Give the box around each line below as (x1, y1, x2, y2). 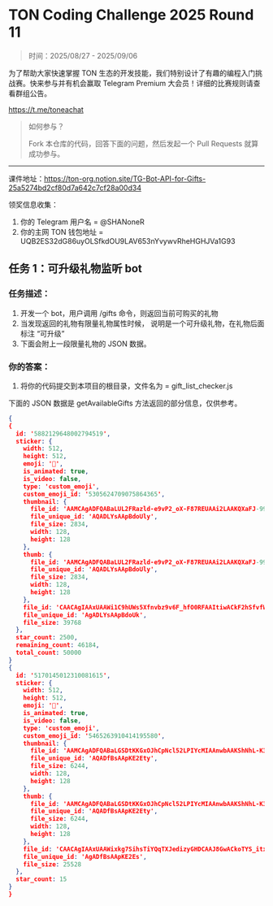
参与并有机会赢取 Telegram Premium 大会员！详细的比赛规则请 (43, 78, 253, 88)
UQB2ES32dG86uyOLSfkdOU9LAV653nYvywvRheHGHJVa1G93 (19, 236, 236, 245)
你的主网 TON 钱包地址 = (19, 227, 104, 236)
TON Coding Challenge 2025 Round (8, 6, 254, 24)
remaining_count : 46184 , (15, 641, 100, 649)
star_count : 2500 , (15, 634, 79, 642)
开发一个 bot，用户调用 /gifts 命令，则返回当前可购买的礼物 (19, 308, 219, 318)
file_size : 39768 (23, 618, 82, 626)
